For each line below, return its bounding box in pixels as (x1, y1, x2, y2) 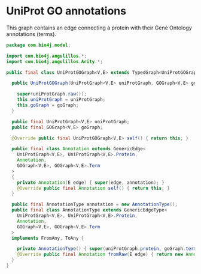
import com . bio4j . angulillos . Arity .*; (6, 58, 103, 64)
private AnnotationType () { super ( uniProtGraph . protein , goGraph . (17, 246, 186, 252)
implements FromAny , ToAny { (11, 235, 84, 241)
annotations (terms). (6, 30, 57, 37)
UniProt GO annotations (6, 4, 127, 18)
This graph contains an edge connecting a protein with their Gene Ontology (6, 24, 193, 31)
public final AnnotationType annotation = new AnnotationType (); (11, 201, 178, 208)
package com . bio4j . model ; (6, 42, 71, 48)
